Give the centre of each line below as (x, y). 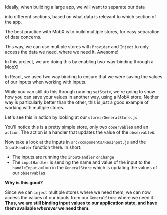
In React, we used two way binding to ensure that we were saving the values (84, 77)
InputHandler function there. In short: (43, 147)
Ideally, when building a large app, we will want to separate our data (75, 7)
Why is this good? (24, 182)
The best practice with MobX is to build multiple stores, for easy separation (82, 32)
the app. (14, 22)
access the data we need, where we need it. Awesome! (62, 52)
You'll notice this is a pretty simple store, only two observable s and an (77, 127)
